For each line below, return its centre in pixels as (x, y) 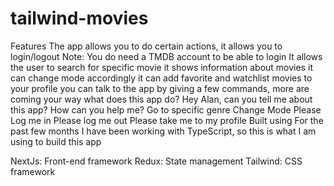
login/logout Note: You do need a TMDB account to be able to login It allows (166, 56)
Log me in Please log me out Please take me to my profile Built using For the (167, 120)
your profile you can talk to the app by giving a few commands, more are (160, 88)
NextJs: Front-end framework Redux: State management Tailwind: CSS (156, 161)
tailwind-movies (79, 18)
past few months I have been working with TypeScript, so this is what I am (163, 131)
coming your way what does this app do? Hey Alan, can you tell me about (161, 99)
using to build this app (56, 141)
